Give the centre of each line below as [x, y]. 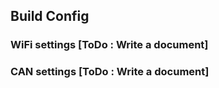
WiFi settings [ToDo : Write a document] [109, 45]
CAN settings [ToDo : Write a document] [110, 72]
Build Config [50, 16]
